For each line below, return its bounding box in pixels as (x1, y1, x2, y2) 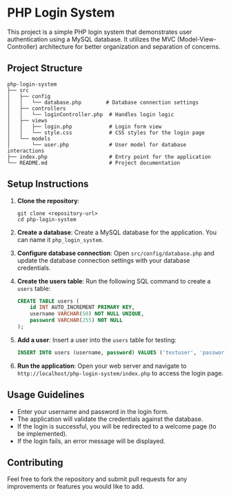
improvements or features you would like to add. (7, 482, 145, 491)
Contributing (7, 457, 63, 469)
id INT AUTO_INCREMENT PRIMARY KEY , (30, 304, 135, 311)
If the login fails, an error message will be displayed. (17, 437, 165, 445)
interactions (7, 147, 45, 154)
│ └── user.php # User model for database (7, 141, 187, 148)
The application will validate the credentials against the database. (17, 415, 203, 423)
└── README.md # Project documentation (7, 159, 181, 167)
